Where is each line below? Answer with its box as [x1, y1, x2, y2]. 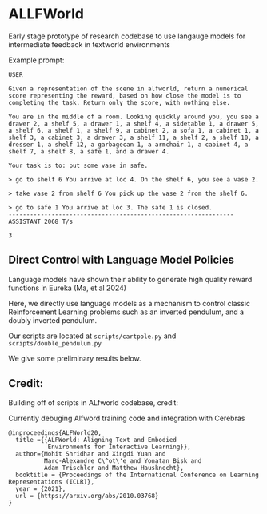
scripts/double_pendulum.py [8, 339, 102, 348]
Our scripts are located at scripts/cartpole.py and [8, 331, 177, 341]
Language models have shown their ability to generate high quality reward [8, 274, 253, 284]
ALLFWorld [8, 5, 84, 23]
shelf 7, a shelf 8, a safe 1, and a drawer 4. [8, 147, 170, 156]
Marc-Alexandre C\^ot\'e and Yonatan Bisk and [43, 456, 202, 464]
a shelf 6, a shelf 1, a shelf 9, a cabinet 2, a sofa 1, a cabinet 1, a [8, 126, 260, 134]
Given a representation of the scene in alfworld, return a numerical [8, 85, 249, 93]
